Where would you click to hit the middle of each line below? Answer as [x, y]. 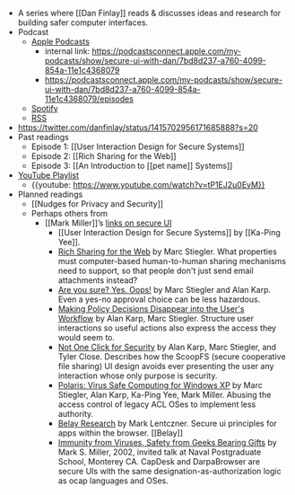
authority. [76, 414]
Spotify [44, 108]
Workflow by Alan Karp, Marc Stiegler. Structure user [156, 318]
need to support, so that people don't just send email [156, 270]
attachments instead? [98, 280]
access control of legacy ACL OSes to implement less [157, 404]
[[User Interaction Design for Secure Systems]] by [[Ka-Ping [169, 232]
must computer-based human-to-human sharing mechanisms [172, 261]
